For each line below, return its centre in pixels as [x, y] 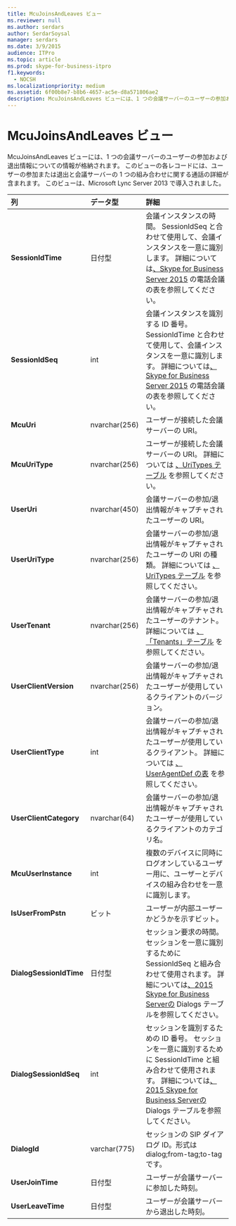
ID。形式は [179, 1144]
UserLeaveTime [38, 1206]
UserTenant [31, 625]
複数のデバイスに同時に [184, 852]
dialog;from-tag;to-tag [184, 1154]
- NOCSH [25, 79]
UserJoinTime [34, 1182]
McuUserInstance [41, 873]
